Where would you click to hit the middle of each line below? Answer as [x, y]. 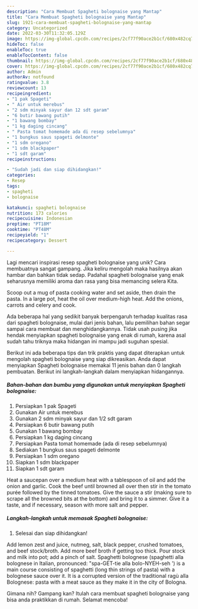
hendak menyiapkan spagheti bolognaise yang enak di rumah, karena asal [96, 335]
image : [15, 39]
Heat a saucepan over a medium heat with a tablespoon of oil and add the [96, 480]
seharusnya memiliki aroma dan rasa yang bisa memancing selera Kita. [93, 281]
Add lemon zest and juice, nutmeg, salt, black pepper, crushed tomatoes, [95, 544]
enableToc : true [26, 50]
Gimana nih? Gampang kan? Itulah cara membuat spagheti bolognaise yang [98, 593]
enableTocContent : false [37, 55]
